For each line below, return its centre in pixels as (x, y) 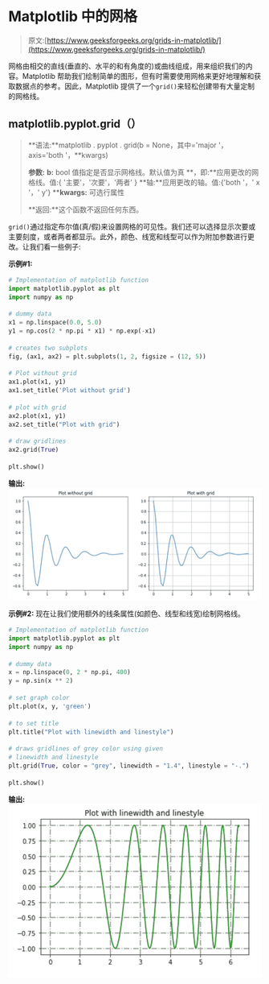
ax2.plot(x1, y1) (37, 416)
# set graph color (39, 698)
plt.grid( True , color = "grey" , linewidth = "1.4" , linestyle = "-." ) (129, 766)
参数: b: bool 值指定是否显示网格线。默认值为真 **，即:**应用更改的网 (143, 172)
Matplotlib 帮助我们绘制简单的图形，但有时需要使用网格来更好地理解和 (138, 76)
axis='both (46, 155)
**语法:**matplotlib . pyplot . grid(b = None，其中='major (122, 145)
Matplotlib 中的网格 (73, 17)
